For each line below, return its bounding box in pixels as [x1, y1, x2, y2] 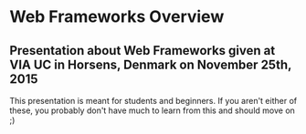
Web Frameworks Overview [9, 6, 225, 27]
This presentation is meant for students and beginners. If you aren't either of [9, 96, 298, 106]
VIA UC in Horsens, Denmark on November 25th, [9, 57, 292, 72]
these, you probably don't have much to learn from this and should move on [9, 105, 295, 116]
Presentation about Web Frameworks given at [9, 43, 276, 58]
